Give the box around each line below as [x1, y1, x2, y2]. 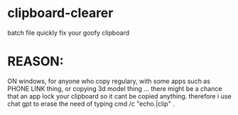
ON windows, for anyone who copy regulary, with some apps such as [7, 77, 211, 85]
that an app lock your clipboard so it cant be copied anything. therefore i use [7, 92, 232, 100]
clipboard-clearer [7, 5, 114, 21]
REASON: [7, 53, 64, 70]
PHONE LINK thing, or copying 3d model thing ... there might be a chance [7, 84, 222, 93]
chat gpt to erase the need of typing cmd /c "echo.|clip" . [7, 99, 175, 108]
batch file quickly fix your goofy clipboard [7, 28, 130, 37]
